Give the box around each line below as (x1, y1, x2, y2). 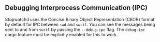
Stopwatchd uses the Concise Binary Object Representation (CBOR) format (5, 16, 155, 22)
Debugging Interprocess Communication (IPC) (5, 4, 148, 12)
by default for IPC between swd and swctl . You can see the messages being (5, 21, 156, 27)
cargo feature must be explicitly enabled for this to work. (5, 31, 118, 37)
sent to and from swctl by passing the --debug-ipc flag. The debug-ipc (5, 26, 145, 32)
